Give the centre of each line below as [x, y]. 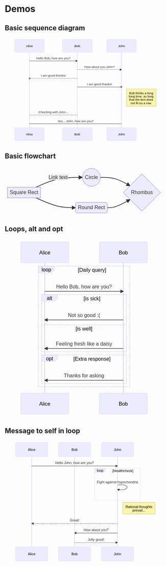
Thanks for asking [84, 375]
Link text [58, 177]
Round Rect [91, 207]
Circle [91, 177]
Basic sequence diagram [45, 28]
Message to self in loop [42, 431]
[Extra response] [92, 359]
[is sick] [92, 298]
